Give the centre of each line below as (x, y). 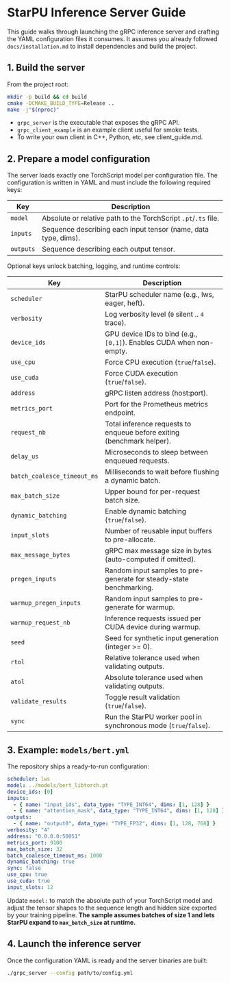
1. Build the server (46, 68)
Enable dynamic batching (146, 511)
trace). (116, 323)
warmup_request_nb (40, 623)
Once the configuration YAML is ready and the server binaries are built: (107, 960)
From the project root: (38, 84)
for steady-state (162, 579)
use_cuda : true (29, 881)
